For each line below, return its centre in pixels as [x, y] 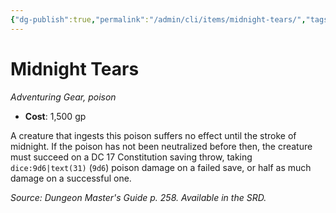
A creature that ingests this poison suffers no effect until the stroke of [153, 135]
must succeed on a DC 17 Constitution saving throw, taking [131, 157]
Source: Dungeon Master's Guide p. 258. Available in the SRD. [138, 197]
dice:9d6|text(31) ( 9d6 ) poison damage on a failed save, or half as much [161, 167]
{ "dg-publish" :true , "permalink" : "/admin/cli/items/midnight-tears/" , [158, 19]
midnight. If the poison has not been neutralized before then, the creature [161, 146]
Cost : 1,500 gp [55, 116]
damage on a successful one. [71, 178]
